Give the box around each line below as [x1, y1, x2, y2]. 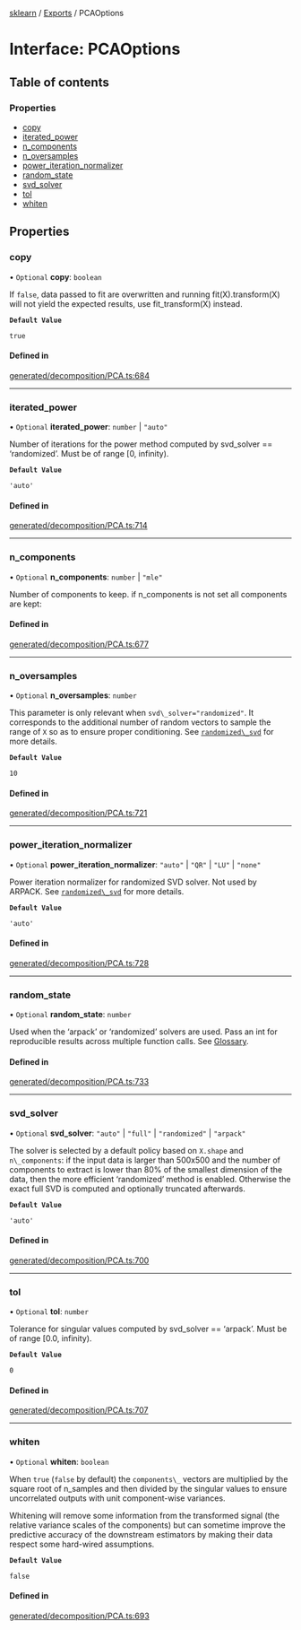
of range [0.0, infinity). [9, 1333, 92, 1344]
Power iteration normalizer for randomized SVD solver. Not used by [9, 876, 257, 887]
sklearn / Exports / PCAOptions [9, 8, 124, 18]
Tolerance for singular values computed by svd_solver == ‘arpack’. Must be [9, 1323, 288, 1335]
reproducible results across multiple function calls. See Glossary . [9, 1036, 249, 1047]
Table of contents [9, 74, 109, 90]
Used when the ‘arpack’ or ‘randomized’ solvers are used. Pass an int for [9, 1026, 278, 1037]
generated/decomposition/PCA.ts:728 [9, 957, 150, 968]
